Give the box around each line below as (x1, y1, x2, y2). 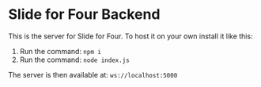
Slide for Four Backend (8, 5, 161, 24)
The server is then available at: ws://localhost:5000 (8, 70, 178, 79)
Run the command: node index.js (19, 55, 130, 64)
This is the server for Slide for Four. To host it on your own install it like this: (8, 31, 253, 41)
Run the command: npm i (19, 46, 101, 56)
